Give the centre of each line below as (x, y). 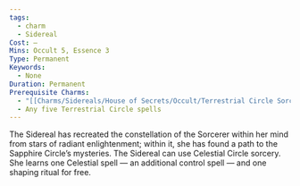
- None (29, 76)
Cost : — (24, 42)
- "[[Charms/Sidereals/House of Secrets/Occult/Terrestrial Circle (146, 101)
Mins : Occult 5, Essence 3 (59, 51)
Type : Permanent (39, 59)
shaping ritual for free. (50, 173)
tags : (19, 17)
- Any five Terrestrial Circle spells (90, 109)
